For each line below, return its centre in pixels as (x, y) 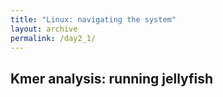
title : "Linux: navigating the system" (93, 19)
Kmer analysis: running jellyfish (112, 78)
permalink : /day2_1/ (53, 38)
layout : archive (44, 29)
